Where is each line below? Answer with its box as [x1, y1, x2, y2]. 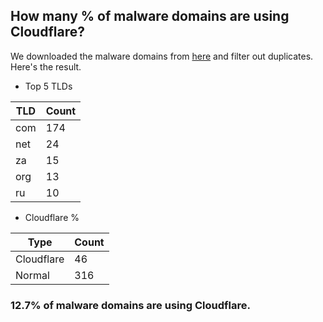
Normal [15, 268, 50, 282]
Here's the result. [10, 60, 82, 73]
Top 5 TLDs [24, 80, 73, 92]
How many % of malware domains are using [10, 8, 290, 25]
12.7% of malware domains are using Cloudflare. [10, 298, 251, 312]
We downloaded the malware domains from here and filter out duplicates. [10, 50, 314, 62]
